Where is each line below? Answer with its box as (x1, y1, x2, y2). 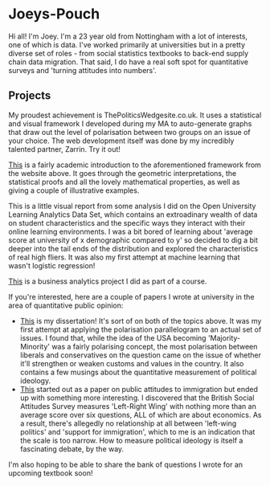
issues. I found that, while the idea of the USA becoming (19, 333, 207, 342)
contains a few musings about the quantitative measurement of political (19, 367, 257, 377)
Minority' (19, 341, 51, 351)
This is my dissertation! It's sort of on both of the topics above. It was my (19, 316, 262, 325)
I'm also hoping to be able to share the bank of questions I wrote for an (8, 459, 243, 469)
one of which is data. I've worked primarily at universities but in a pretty (8, 39, 246, 49)
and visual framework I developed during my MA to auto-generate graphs (8, 118, 252, 129)
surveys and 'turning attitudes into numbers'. (8, 65, 157, 75)
